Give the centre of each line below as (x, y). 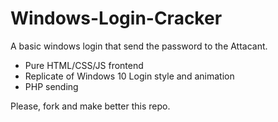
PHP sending (51, 86)
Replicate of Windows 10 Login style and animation (129, 76)
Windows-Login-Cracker (116, 18)
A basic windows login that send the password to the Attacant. (139, 46)
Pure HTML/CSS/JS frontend (84, 65)
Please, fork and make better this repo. (90, 106)
